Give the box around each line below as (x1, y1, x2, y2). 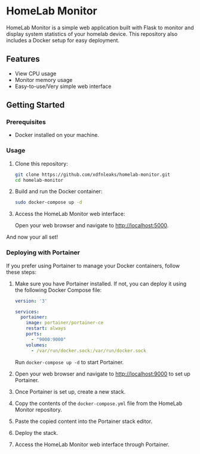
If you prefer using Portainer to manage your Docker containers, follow (6, 262, 180, 269)
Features (6, 54, 40, 64)
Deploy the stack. (14, 429, 59, 436)
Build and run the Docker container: (14, 188, 103, 195)
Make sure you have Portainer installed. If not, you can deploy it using (14, 280, 187, 287)
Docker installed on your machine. (14, 132, 100, 139)
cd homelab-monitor (14, 177, 64, 183)
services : (14, 309, 40, 315)
